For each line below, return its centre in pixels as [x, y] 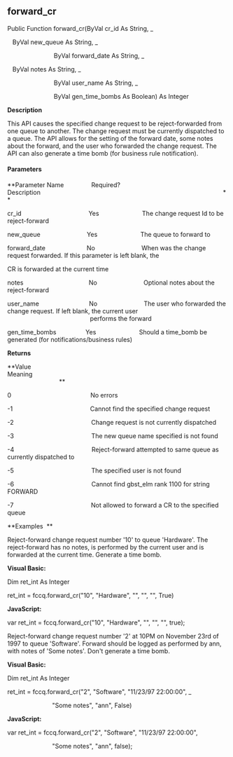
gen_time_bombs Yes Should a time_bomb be [107, 332]
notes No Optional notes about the [111, 282]
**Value [19, 367]
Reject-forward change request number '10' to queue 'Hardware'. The [108, 540]
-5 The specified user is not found [94, 471]
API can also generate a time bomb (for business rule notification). [103, 153]
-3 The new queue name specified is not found [113, 436]
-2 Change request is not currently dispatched [112, 423]
